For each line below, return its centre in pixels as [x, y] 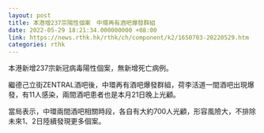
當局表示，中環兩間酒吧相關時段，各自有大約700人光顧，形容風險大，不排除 [132, 112]
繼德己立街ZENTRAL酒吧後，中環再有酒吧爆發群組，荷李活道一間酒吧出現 [128, 85]
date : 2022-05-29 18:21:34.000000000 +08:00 [83, 30]
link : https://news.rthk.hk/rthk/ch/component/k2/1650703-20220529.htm [128, 37]
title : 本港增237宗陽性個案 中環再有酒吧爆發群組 [82, 23]
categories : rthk [37, 45]
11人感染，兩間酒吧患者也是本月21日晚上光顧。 [104, 94]
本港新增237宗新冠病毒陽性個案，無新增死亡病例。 [91, 68]
